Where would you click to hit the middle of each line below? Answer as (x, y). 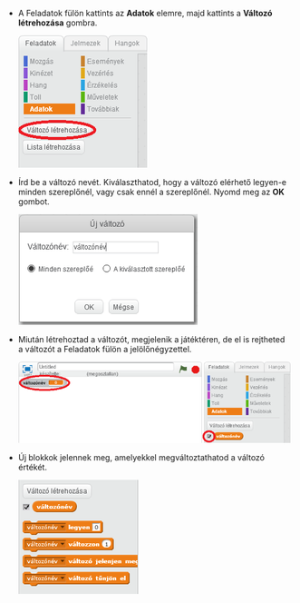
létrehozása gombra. (58, 23)
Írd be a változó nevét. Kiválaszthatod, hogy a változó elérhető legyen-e (152, 182)
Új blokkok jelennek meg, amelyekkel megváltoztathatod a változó (141, 457)
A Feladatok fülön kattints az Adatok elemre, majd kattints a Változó (145, 13)
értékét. (33, 467)
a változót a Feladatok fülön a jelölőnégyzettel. (105, 349)
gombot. (34, 202)
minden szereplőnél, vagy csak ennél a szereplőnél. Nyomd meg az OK (151, 192)
